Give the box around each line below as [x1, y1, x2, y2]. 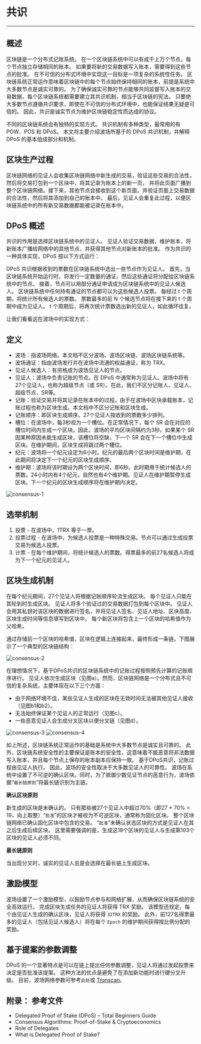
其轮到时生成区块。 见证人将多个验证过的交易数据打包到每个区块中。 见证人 [6, 600, 193, 607]
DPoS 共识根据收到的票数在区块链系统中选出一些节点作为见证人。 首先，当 [6, 265, 191, 273]
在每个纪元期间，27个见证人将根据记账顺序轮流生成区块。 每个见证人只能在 [6, 593, 193, 600]
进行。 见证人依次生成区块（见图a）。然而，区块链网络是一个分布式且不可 [11, 674, 191, 682]
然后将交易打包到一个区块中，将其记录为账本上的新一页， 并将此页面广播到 [6, 179, 191, 186]
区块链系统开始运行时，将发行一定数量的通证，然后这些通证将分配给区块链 [6, 273, 190, 280]
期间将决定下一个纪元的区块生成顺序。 [20, 456, 115, 463]
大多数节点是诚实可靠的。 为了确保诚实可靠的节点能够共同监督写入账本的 [6, 85, 186, 93]
